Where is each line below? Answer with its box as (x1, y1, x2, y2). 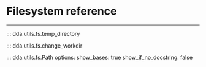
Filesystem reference (6, 4, 117, 18)
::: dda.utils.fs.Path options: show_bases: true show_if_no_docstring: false (6, 54, 193, 61)
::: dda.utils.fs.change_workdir (6, 41, 83, 49)
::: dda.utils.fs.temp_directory (6, 30, 80, 37)
